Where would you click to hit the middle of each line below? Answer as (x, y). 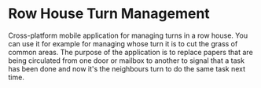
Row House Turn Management (109, 14)
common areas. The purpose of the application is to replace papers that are (130, 52)
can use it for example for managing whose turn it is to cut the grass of (123, 43)
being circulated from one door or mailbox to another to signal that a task (127, 60)
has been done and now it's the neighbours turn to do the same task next (127, 68)
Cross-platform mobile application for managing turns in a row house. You (128, 35)
